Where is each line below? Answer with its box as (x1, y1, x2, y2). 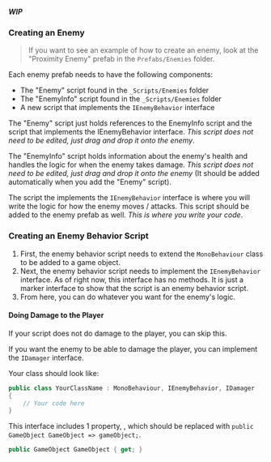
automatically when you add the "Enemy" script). (8, 178, 172, 187)
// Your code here (23, 399, 85, 408)
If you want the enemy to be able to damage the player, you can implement (8, 344, 258, 353)
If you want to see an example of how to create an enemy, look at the (28, 45, 259, 55)
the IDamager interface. (8, 353, 84, 362)
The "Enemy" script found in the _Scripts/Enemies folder (19, 85, 210, 96)
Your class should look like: (8, 368, 100, 378)
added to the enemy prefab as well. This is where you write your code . (8, 210, 243, 220)
